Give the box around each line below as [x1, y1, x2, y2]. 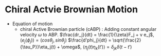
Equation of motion [12, 21, 53, 27]
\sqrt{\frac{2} [112, 37, 141, 43]
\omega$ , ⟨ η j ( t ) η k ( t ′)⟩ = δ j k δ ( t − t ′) [61, 44, 132, 51]
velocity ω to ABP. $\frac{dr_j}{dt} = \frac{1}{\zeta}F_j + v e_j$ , [20, 31, 155, 38]
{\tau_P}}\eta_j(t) [20, 44, 56, 50]
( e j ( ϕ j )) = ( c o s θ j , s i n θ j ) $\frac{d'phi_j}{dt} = [20, 37, 112, 44]
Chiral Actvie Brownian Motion [5, 4, 138, 15]
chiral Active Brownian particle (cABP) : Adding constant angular [20, 26, 157, 32]
